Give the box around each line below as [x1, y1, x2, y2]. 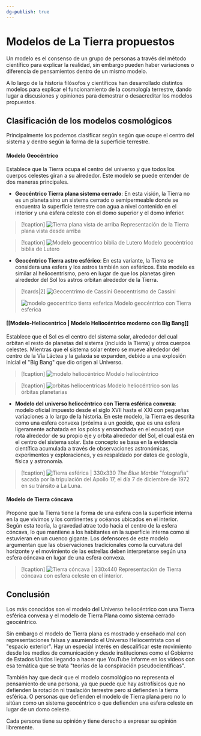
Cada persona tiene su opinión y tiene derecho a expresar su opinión [6, 717, 177, 725]
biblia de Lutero [20, 245, 60, 252]
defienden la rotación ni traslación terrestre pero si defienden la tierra [6, 686, 178, 693]
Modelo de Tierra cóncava [6, 496, 73, 503]
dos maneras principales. [6, 178, 69, 186]
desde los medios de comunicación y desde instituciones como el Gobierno [6, 649, 194, 656]
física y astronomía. [14, 457, 64, 464]
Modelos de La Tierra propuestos [6, 34, 175, 48]
